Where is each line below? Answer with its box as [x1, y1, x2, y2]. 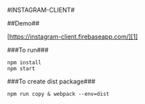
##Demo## [7, 19, 40, 27]
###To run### [7, 46, 49, 54]
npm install [7, 59, 41, 66]
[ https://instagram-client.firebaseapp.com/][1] [7, 32, 138, 41]
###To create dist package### [7, 77, 95, 85]
